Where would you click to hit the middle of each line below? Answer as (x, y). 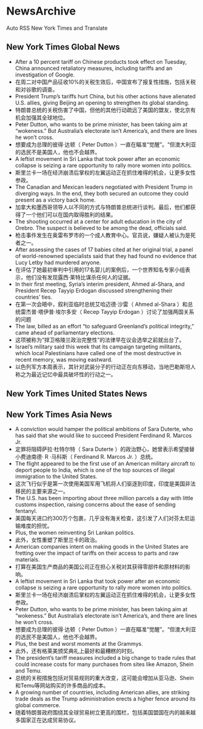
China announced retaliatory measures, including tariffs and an (94, 68)
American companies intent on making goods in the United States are (102, 546)
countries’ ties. (34, 297)
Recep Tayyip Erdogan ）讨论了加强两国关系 (139, 311)
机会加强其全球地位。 (42, 117)
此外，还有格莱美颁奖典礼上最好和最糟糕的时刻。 (76, 651)
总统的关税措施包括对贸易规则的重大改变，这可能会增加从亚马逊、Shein (104, 677)
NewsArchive (41, 11)
